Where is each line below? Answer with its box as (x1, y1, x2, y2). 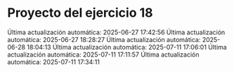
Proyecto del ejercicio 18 (7, 5, 153, 21)
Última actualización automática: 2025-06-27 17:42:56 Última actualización (7, 28, 226, 36)
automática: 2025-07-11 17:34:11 (7, 57, 100, 66)
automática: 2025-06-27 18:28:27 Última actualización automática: (7, 35, 201, 43)
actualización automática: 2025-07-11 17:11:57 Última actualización (7, 50, 200, 59)
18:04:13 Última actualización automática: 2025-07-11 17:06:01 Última (27, 43, 227, 51)
